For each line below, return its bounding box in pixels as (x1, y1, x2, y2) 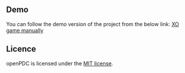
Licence (6, 44, 37, 54)
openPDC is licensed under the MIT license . (6, 59, 114, 67)
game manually (6, 27, 44, 34)
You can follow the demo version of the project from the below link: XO (6, 20, 179, 27)
